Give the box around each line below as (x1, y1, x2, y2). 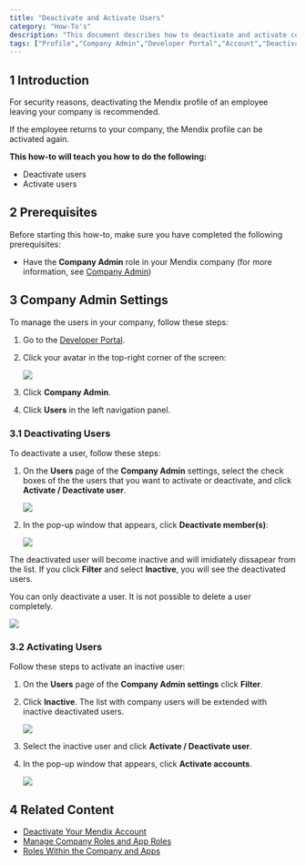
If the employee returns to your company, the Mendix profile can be (9, 124, 263, 135)
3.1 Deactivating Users (9, 427, 111, 440)
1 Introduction (9, 72, 89, 87)
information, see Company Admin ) (22, 266, 152, 277)
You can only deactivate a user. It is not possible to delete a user (9, 591, 252, 602)
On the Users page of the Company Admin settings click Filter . (22, 679, 263, 690)
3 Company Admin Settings (9, 292, 168, 308)
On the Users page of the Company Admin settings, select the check (22, 465, 284, 476)
